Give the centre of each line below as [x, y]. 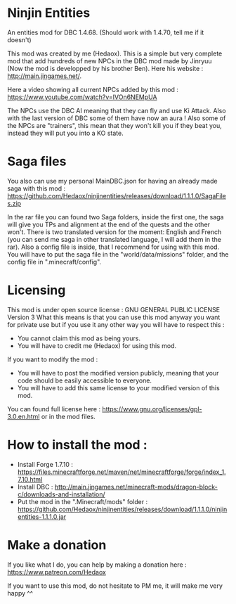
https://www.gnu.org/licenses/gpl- [152, 409]
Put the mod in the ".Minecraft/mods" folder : [83, 501]
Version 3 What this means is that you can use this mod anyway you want [114, 317]
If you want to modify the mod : [53, 359]
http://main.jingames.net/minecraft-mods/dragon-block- [136, 487]
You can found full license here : [54, 409]
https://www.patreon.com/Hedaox [57, 572]
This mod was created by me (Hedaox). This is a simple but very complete [115, 53]
